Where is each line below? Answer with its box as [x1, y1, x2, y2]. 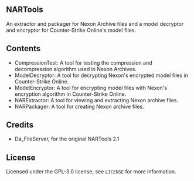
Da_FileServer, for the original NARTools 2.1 [14, 135, 120, 143]
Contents [6, 43, 41, 53]
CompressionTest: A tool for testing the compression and [14, 59, 152, 66]
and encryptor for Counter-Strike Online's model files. [6, 26, 136, 33]
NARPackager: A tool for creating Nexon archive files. [14, 103, 144, 110]
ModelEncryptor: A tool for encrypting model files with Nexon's [14, 84, 168, 91]
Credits [6, 120, 34, 130]
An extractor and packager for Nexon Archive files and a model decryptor [6, 20, 184, 27]
